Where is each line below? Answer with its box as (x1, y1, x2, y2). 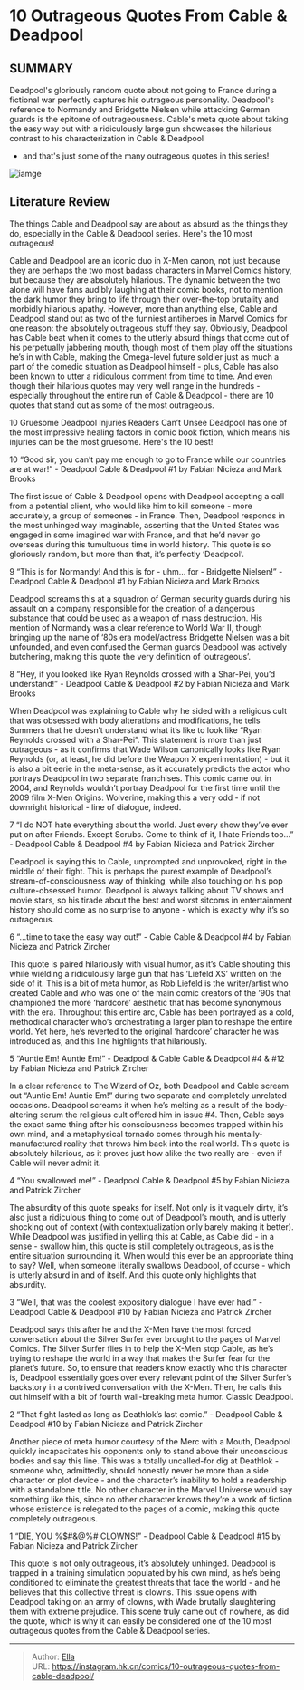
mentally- (227, 1128, 263, 1139)
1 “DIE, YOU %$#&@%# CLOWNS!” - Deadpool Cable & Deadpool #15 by (9, 1531, 282, 1541)
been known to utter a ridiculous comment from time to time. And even (9, 371, 273, 381)
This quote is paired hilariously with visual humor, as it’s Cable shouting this (9, 958, 291, 970)
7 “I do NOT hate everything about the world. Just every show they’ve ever (9, 819, 289, 830)
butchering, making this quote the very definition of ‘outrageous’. (9, 651, 252, 662)
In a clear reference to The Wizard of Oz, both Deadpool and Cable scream (9, 1080, 290, 1091)
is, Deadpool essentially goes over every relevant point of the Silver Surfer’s (9, 1372, 292, 1383)
